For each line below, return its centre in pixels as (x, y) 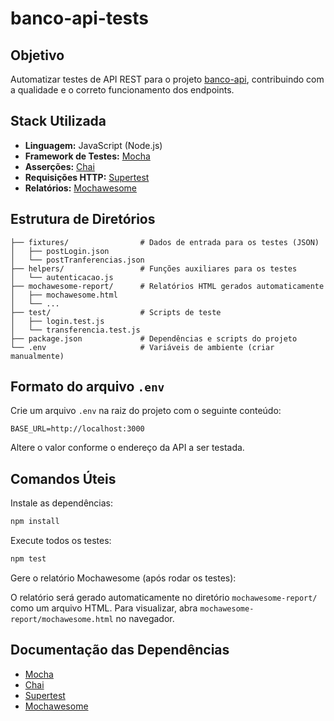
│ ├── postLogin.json (60, 251)
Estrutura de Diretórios (83, 219)
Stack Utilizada (58, 121)
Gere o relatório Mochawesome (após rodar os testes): (123, 578)
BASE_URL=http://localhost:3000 (77, 429)
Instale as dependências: (62, 503)
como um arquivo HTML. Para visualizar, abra (104, 608)
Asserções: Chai (59, 166)
